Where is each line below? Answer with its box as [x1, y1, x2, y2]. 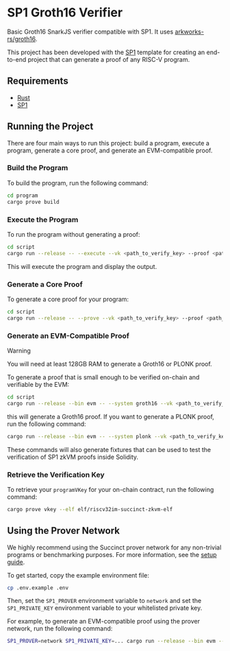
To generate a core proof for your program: [7, 295, 129, 303]
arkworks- [175, 27, 204, 36]
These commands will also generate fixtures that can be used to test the [7, 445, 211, 453]
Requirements [7, 75, 68, 87]
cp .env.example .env [7, 584, 69, 591]
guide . [7, 558, 25, 566]
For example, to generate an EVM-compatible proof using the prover [7, 617, 201, 626]
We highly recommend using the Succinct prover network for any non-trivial [7, 543, 222, 552]
